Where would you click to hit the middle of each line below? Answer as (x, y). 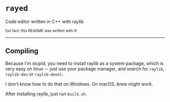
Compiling (22, 51)
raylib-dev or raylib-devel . (34, 74)
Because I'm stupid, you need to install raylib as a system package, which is (84, 63)
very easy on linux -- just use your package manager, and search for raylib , (85, 69)
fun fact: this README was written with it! (41, 31)
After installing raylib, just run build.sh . (46, 94)
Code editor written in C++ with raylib (45, 21)
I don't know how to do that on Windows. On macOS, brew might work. (79, 84)
